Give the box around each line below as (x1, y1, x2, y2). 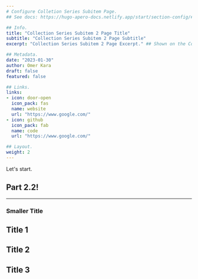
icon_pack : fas (11, 100, 49, 106)
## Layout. (6, 144, 33, 150)
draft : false (6, 68, 38, 74)
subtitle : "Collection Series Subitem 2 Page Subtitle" (6, 36, 146, 42)
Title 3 (6, 265, 31, 275)
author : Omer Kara (6, 62, 51, 68)
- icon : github (6, 117, 44, 123)
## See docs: (6, 14, 38, 20)
